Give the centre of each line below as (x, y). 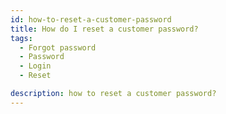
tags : (21, 38)
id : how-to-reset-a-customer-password (91, 19)
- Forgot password (58, 47)
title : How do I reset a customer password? (104, 29)
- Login (35, 66)
